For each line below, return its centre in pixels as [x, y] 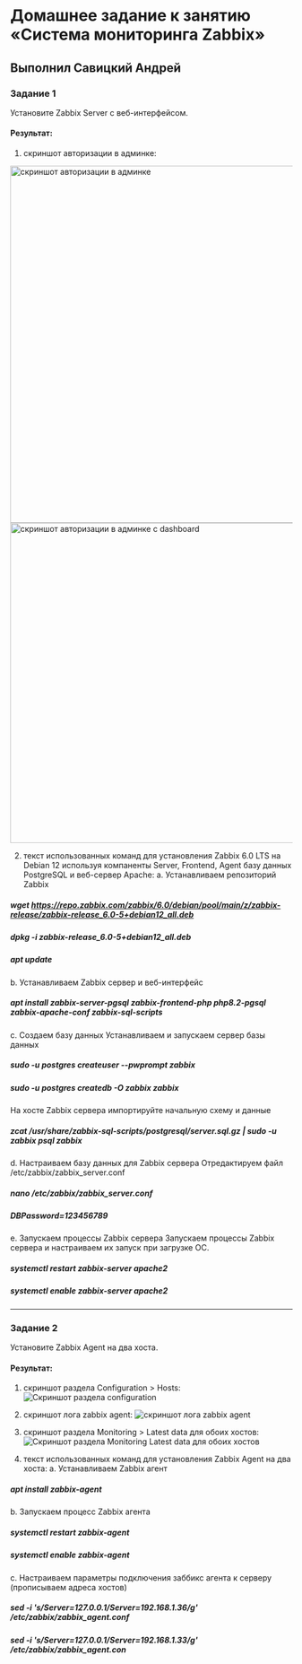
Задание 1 [33, 93]
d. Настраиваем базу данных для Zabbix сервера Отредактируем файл [147, 1163]
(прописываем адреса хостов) [69, 1587]
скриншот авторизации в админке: [90, 153]
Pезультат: [31, 1368]
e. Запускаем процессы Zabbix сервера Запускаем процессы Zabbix [142, 1238]
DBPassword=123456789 [59, 1215]
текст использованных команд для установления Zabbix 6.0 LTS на [152, 856]
